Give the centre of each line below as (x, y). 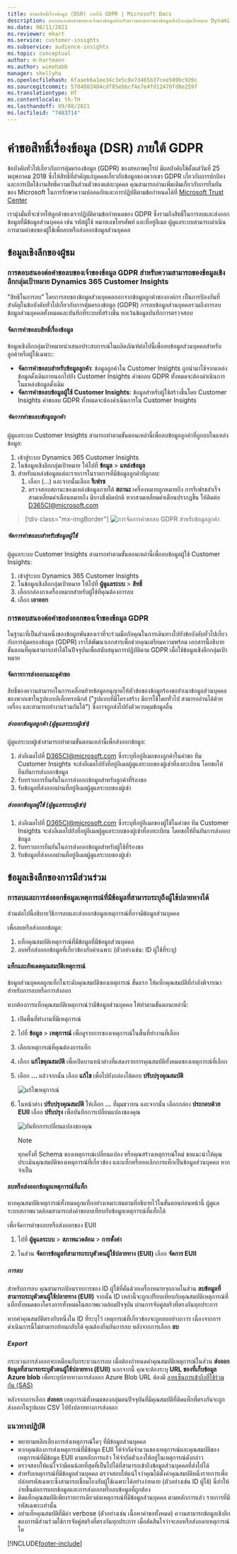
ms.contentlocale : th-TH (44, 100)
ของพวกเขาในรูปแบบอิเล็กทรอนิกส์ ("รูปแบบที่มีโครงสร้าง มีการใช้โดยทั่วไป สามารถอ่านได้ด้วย (115, 699)
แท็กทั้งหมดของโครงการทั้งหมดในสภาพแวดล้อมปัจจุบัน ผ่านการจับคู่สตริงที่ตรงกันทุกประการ (112, 1305)
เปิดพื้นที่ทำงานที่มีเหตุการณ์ (49, 1018)
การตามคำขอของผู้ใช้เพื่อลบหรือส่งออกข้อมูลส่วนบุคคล (69, 230)
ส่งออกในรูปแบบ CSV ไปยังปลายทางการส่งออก (63, 1407)
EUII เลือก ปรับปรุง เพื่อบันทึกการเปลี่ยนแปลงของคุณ (79, 1112)
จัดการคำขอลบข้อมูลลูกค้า (36, 417)
